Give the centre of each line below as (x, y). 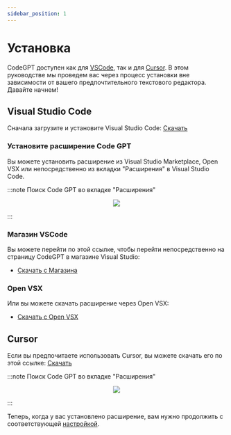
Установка (39, 48)
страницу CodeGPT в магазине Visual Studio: (74, 256)
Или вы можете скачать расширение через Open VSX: (88, 303)
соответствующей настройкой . (53, 424)
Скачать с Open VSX (48, 317)
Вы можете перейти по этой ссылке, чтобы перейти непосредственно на (116, 249)
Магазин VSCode (37, 234)
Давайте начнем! (33, 89)
